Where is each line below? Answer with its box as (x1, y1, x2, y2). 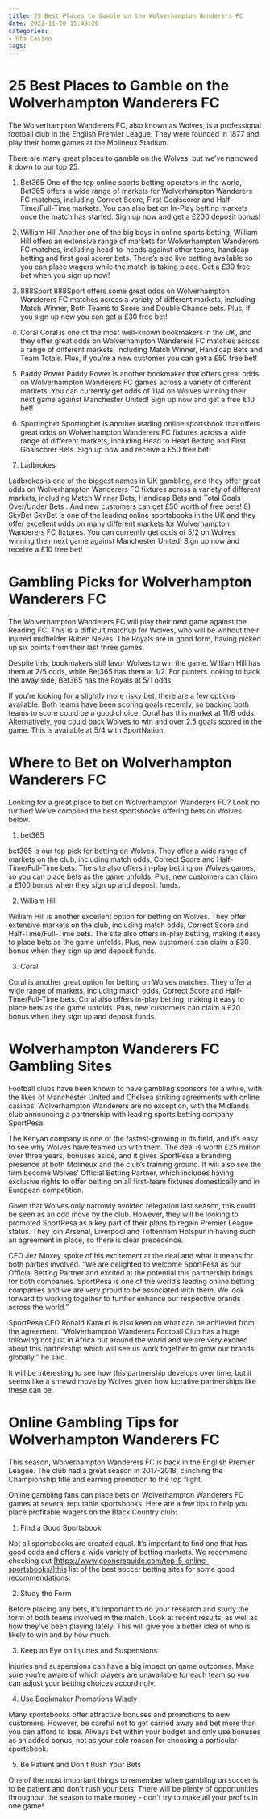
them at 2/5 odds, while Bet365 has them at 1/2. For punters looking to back (8, 667, 260, 676)
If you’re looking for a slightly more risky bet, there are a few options (8, 691, 235, 700)
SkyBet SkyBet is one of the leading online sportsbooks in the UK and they (8, 510, 256, 520)
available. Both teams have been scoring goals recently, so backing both (8, 699, 250, 709)
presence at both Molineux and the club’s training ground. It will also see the (8, 1159, 262, 1169)
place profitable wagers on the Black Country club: (8, 1507, 177, 1517)
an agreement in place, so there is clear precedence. (8, 1235, 184, 1245)
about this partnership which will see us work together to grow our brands (8, 1343, 255, 1353)
